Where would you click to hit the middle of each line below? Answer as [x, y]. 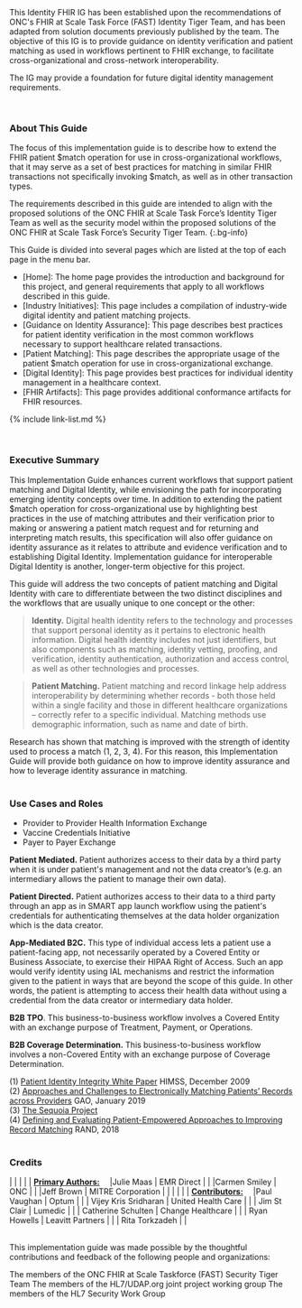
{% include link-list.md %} [58, 419]
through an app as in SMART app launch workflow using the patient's [138, 905]
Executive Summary [55, 460]
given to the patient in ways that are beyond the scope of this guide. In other [151, 980]
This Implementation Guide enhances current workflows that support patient [151, 479]
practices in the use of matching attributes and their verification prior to [142, 518]
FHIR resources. [52, 402]
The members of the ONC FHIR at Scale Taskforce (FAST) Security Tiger [144, 1275]
